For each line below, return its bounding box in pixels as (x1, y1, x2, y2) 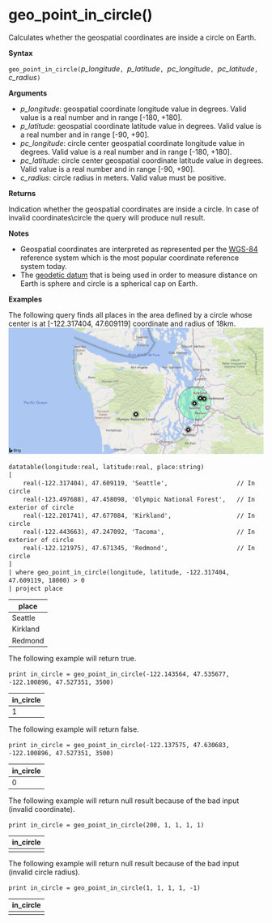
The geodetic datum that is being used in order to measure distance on (19, 270, 257, 280)
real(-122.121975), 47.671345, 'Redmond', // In (23, 545, 255, 553)
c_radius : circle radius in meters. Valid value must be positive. (19, 173, 227, 182)
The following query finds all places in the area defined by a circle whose (8, 310, 253, 319)
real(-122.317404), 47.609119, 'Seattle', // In (23, 480, 255, 488)
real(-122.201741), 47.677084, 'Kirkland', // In (23, 512, 255, 520)
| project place (8, 585, 63, 593)
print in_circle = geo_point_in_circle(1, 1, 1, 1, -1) (8, 883, 201, 892)
